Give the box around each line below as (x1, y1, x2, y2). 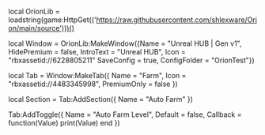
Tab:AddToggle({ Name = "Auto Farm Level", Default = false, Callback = (8, 110, 242, 119)
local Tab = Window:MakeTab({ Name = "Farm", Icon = (8, 71, 187, 80)
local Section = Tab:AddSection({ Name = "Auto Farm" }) (8, 95, 194, 103)
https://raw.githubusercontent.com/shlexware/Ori (96, 15, 257, 24)
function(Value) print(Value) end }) (8, 118, 120, 127)
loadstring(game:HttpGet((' (8, 15, 97, 24)
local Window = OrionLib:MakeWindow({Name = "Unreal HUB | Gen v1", (8, 39, 242, 48)
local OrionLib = (8, 7, 61, 16)
